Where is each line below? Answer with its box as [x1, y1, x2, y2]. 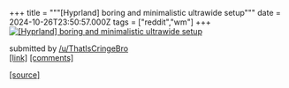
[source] [9, 70, 41, 80]
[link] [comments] [9, 53, 74, 62]
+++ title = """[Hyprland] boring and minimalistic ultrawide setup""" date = [9, 8, 281, 18]
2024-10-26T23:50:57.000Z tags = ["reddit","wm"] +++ [9, 17, 212, 27]
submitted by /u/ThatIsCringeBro [9, 43, 129, 54]
